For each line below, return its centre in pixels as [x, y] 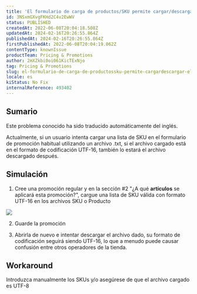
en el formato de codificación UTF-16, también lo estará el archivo [86, 150]
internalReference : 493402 [39, 88]
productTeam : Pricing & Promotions [50, 55]
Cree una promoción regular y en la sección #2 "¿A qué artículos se [97, 188]
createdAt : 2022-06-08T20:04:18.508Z [52, 28]
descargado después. [33, 156]
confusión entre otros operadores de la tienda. [71, 247]
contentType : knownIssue [36, 50]
